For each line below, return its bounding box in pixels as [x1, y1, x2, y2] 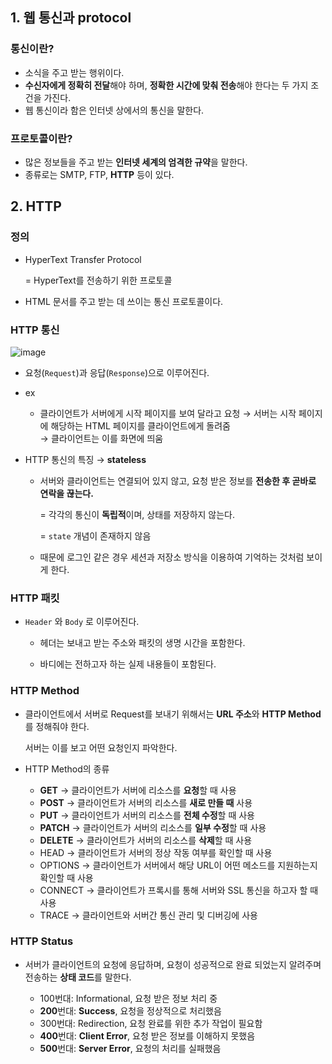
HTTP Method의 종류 [24, 763, 110, 775]
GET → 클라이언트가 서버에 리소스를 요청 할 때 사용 [39, 784, 237, 796]
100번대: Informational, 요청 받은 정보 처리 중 [39, 992, 218, 1004]
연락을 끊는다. [39, 487, 94, 499]
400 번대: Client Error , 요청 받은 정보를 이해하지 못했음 [39, 1029, 256, 1042]
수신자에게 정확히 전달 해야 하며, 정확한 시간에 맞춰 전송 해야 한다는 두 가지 [24, 79, 309, 91]
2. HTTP [10, 198, 62, 215]
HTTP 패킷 [10, 591, 60, 605]
